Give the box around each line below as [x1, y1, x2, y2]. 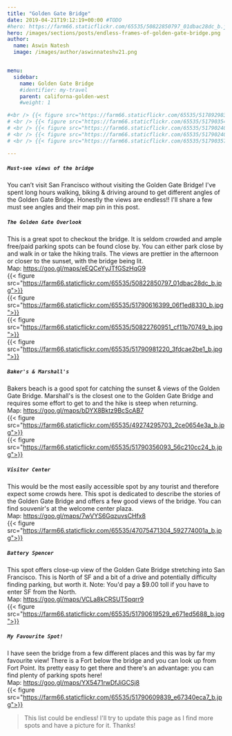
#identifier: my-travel [19, 86, 88, 93]
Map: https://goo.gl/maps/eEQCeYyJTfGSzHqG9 [7, 264, 146, 273]
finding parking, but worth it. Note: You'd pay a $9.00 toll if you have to [7, 581, 209, 589]
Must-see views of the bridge [7, 165, 95, 172]
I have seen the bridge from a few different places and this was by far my [7, 649, 215, 657]
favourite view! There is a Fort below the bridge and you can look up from [7, 657, 216, 665]
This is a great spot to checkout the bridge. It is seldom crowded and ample [7, 235, 222, 243]
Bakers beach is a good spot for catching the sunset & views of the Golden [7, 384, 220, 393]
